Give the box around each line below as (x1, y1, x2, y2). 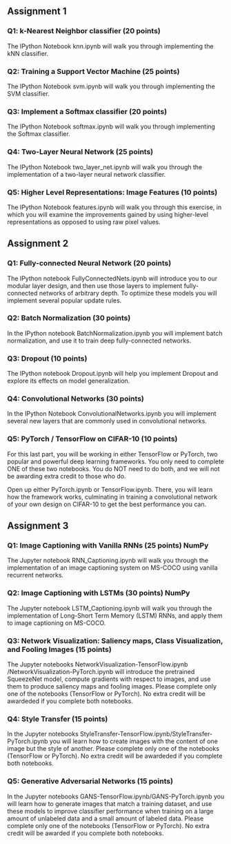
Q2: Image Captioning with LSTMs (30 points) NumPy (7, 588, 190, 598)
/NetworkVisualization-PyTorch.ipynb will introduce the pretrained (7, 668, 195, 676)
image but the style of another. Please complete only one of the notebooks (7, 745, 219, 753)
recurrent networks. (7, 571, 64, 579)
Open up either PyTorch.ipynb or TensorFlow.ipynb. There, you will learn (7, 485, 213, 493)
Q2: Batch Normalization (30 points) (7, 314, 131, 323)
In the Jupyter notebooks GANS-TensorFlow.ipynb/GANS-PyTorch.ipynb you (7, 792, 225, 800)
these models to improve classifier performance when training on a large (7, 807, 214, 815)
